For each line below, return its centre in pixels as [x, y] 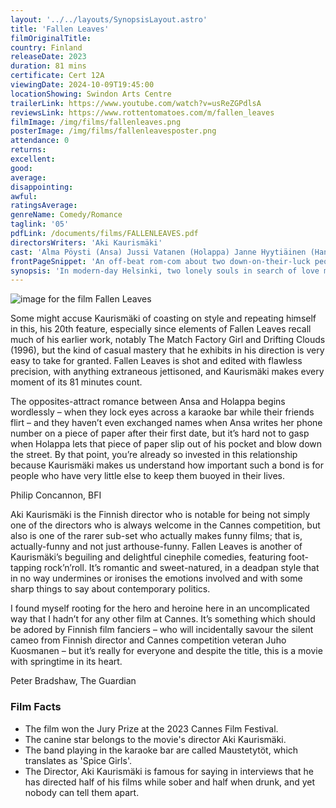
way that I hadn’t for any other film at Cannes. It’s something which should [163, 619]
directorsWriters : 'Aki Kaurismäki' [86, 242]
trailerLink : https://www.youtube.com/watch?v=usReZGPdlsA [136, 103]
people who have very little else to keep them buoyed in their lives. [148, 476]
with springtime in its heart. [66, 662]
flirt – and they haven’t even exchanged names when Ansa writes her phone [166, 423]
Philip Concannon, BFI [56, 495]
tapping [26, 568]
